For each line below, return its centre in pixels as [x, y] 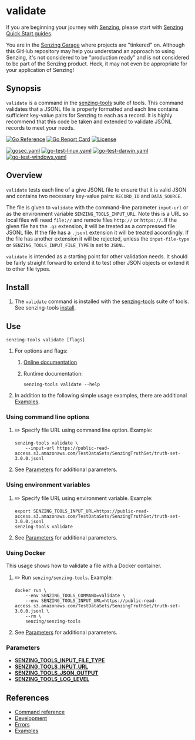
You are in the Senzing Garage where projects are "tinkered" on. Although [95, 45]
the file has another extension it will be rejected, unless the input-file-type [98, 239]
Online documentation [50, 362]
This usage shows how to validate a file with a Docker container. [84, 566]
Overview [24, 175]
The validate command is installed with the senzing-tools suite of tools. [102, 301]
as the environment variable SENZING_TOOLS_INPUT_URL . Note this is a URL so [97, 213]
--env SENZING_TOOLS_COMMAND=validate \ [75, 596]
